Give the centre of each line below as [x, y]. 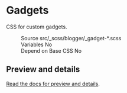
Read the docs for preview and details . [53, 84]
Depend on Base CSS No [51, 50]
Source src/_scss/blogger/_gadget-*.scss [71, 38]
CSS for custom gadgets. [37, 27]
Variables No [36, 44]
